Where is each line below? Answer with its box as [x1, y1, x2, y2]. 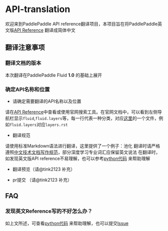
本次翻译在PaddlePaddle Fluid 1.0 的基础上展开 [5, 72, 102, 78]
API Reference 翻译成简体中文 [14, 27, 76, 33]
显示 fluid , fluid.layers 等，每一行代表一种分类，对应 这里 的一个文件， [14, 115, 159, 121]
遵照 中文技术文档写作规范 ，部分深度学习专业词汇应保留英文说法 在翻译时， [5, 149, 160, 155]
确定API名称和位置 [5, 86, 50, 93]
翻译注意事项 [5, 43, 45, 52]
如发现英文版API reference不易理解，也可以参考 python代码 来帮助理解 [5, 155, 150, 162]
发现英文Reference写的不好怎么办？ [5, 208, 93, 215]
